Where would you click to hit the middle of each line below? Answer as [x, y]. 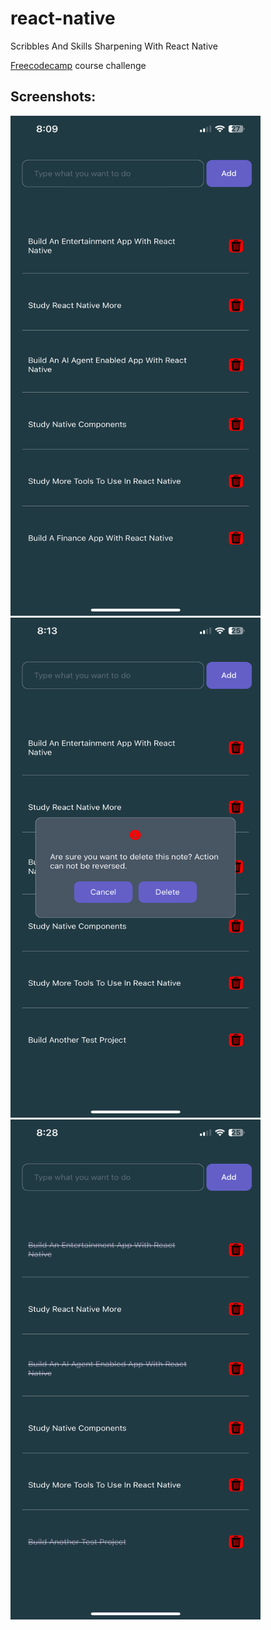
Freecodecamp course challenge [78, 65]
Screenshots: [53, 97]
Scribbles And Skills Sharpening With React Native [114, 46]
